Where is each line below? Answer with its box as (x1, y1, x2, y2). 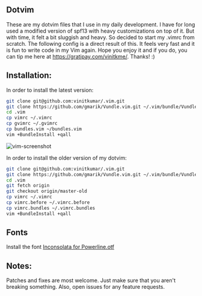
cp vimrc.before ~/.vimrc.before (6, 200, 90, 206)
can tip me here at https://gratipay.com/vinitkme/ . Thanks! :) (6, 52, 155, 60)
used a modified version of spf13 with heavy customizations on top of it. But (6, 27, 195, 34)
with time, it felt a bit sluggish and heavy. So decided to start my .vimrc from (6, 33, 195, 41)
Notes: (6, 260, 32, 271)
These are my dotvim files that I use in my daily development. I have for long (6, 20, 195, 28)
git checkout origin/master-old (6, 188, 87, 195)
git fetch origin (6, 183, 50, 189)
